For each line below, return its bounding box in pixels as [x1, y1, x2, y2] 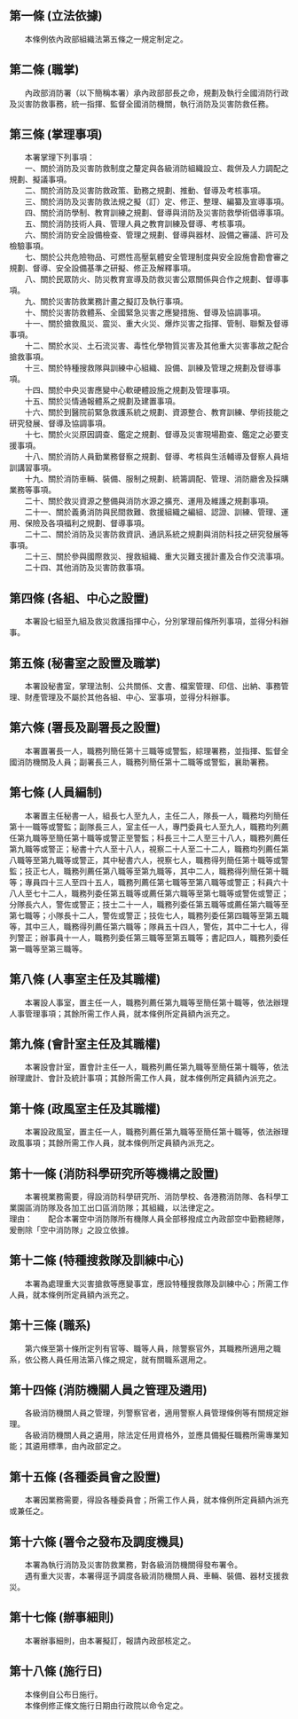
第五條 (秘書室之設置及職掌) [9, 655, 161, 671]
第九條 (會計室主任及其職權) [9, 1036, 161, 1051]
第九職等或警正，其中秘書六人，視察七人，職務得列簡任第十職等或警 [39, 854, 289, 865]
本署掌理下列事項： [24, 152, 95, 162]
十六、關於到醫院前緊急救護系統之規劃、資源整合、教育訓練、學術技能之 [24, 407, 289, 418]
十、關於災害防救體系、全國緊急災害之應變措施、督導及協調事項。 [24, 307, 266, 318]
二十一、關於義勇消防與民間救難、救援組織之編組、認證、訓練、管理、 [24, 506, 281, 517]
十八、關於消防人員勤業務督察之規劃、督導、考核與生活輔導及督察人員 [24, 451, 281, 462]
